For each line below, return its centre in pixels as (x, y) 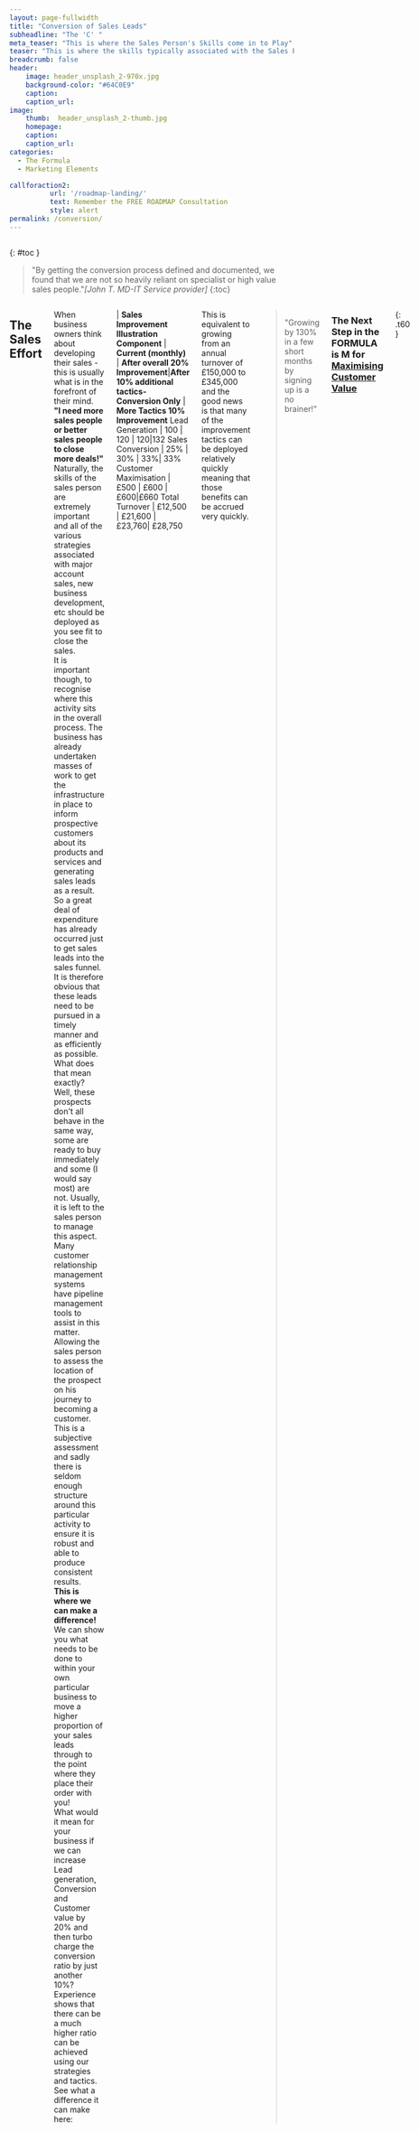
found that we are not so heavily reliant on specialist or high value (154, 279)
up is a (297, 389)
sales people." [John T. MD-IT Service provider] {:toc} (131, 289)
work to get (75, 775)
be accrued (223, 506)
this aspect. (75, 1236)
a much (68, 2023)
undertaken (75, 756)
